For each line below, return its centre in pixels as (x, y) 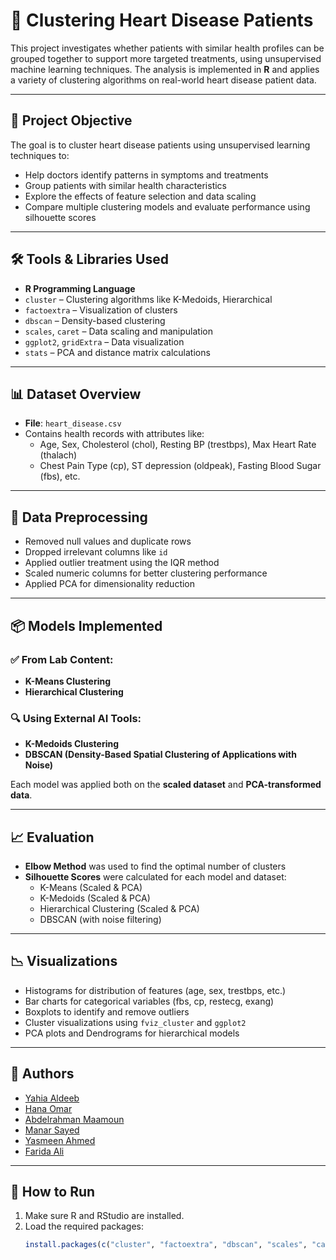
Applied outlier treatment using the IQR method (122, 563)
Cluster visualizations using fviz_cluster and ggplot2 (135, 1022)
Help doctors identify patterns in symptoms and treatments (146, 175)
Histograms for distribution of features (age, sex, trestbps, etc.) (155, 990)
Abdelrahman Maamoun (74, 1119)
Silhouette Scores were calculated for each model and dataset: (155, 876)
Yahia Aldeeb (52, 1098)
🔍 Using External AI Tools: (76, 718)
